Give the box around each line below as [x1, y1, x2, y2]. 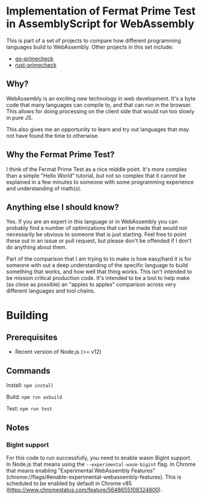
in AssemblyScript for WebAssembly [6, 17, 195, 31]
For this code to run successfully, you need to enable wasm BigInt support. [6, 454, 192, 461]
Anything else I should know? [6, 202, 119, 212]
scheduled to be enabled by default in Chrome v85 [6, 480, 132, 487]
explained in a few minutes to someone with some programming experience [6, 178, 194, 185]
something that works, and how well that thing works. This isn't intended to [6, 268, 192, 275]
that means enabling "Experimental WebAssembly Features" [6, 466, 156, 474]
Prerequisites [6, 332, 58, 342]
